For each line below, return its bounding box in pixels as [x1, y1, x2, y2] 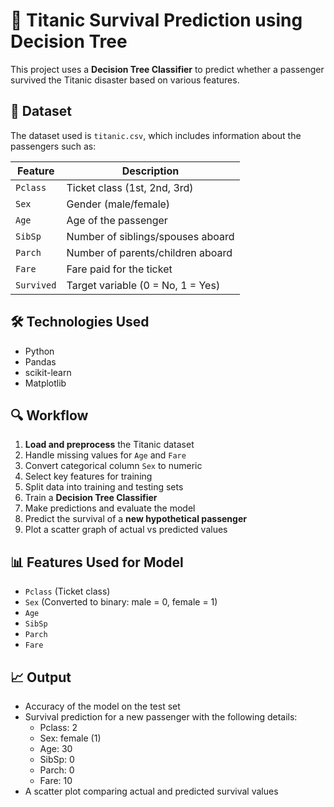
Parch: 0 [39, 764, 75, 776]
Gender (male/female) [66, 197, 171, 211]
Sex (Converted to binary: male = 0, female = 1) [24, 596, 218, 608]
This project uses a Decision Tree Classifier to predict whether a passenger [10, 63, 325, 75]
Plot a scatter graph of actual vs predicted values [24, 524, 228, 536]
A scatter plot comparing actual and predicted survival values [24, 785, 279, 797]
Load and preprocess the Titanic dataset [24, 439, 195, 451]
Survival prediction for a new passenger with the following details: [24, 711, 298, 723]
